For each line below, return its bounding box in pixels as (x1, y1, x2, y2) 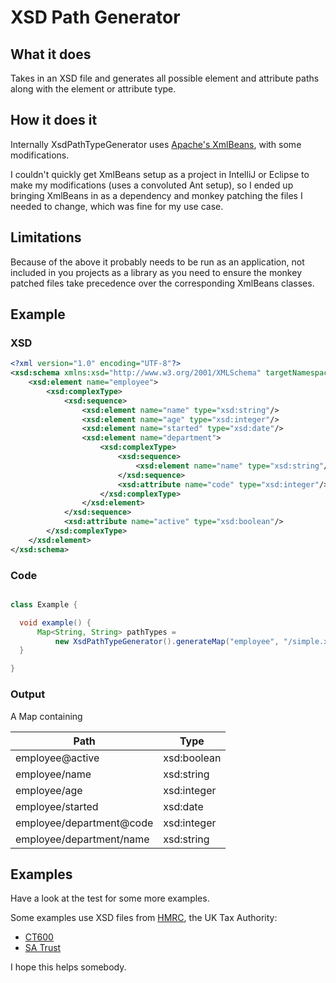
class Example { (10, 599, 78, 610)
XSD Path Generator (10, 6, 181, 29)
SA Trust (24, 942, 62, 954)
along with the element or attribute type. (10, 83, 177, 95)
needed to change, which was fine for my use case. (10, 200, 224, 212)
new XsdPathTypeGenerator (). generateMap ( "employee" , (54, 636, 280, 646)
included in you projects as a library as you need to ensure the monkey (10, 266, 302, 278)
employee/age (15, 783, 83, 797)
